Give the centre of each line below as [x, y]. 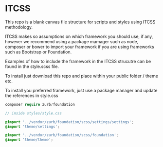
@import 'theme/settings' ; [32, 127]
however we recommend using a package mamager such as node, [72, 41]
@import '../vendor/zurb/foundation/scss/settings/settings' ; [69, 122]
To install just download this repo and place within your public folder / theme [81, 76]
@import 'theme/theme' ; [29, 140]
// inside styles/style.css [34, 113]
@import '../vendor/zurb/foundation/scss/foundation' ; [62, 135]
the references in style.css [32, 96]
